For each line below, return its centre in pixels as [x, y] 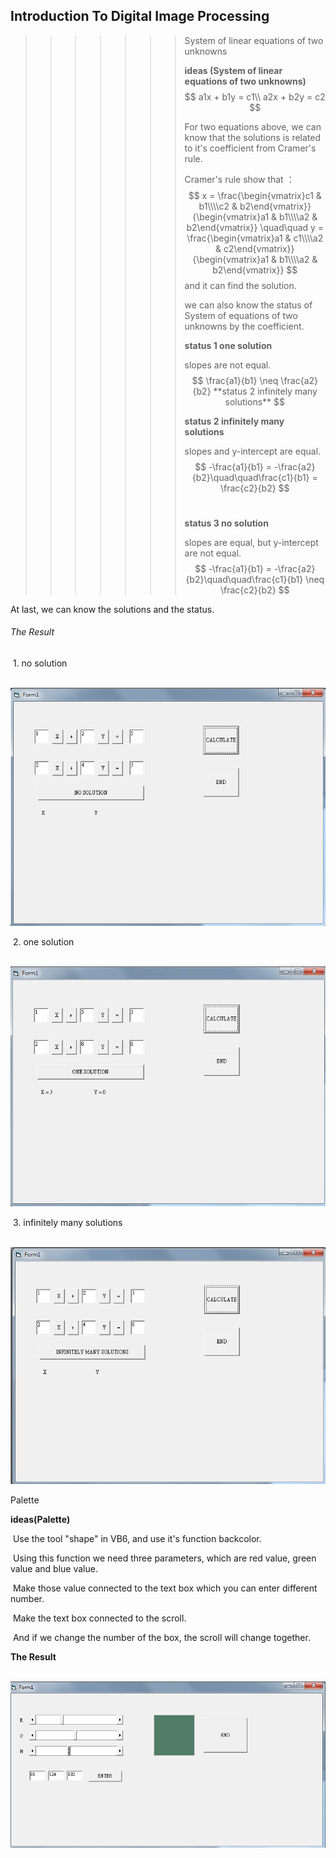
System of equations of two [241, 315]
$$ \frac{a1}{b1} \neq [235, 380]
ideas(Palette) [40, 1520]
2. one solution [43, 942]
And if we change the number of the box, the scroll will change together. [161, 1638]
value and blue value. [54, 1569]
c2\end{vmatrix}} [259, 248]
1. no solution [40, 663]
